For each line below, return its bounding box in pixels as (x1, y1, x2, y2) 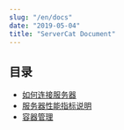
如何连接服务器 (21, 89, 77, 100)
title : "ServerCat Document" (9, 29, 116, 38)
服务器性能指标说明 (21, 101, 92, 111)
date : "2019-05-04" (9, 21, 81, 30)
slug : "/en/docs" (9, 12, 73, 22)
